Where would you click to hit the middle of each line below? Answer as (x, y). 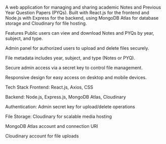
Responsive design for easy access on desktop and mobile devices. (76, 77)
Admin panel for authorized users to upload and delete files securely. (77, 48)
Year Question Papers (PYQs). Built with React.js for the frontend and (77, 13)
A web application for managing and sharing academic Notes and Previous (83, 7)
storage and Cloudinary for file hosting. (46, 23)
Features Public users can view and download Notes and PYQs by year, (80, 33)
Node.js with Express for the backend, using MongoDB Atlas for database (82, 18)
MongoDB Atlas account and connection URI (52, 126)
